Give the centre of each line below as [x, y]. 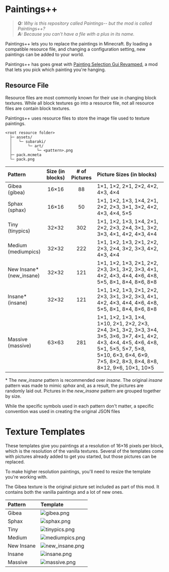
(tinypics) [19, 231]
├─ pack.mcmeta [26, 155]
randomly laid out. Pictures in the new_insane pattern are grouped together [83, 391]
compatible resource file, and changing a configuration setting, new [75, 49]
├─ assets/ [21, 137]
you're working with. [26, 477]
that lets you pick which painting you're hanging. [56, 70]
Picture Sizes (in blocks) [127, 174]
